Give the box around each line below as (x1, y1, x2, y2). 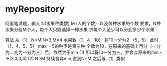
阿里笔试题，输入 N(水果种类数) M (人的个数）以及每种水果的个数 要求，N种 (5, 20, 161, 26)
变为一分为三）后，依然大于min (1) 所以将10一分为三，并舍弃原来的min (13, 49, 159, 55)
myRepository (5, 3, 65, 15)
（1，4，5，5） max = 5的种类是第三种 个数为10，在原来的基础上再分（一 (5, 43, 157, 49)
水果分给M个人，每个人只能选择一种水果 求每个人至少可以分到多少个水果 (5, 26, 155, 33)
